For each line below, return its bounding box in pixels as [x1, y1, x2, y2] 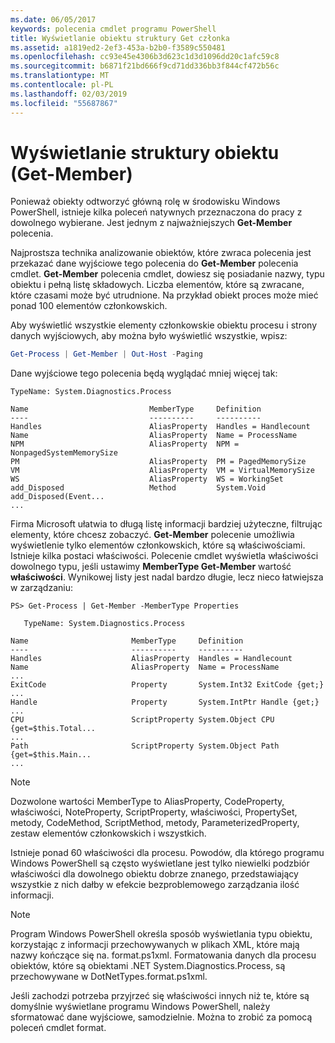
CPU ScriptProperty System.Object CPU [10, 715, 275, 725]
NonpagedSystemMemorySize [10, 448, 118, 458]
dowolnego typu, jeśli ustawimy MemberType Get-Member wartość [10, 561, 292, 573]
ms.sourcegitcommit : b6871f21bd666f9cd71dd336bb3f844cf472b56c [10, 61, 280, 71]
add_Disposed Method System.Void [10, 483, 267, 493]
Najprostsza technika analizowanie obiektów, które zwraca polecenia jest [10, 247, 312, 259]
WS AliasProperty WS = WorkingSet [10, 474, 284, 485]
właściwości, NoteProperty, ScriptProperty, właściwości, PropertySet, [10, 806, 298, 818]
